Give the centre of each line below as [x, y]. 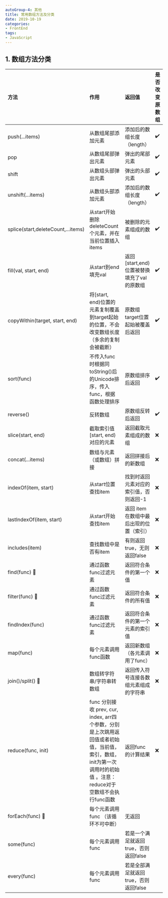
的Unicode [102, 379]
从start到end [104, 267]
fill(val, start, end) [28, 270]
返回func [135, 747]
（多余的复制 [104, 339]
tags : [11, 33]
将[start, [99, 294]
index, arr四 [103, 717]
